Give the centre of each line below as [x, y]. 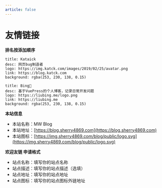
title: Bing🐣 [18, 86]
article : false [21, 10]
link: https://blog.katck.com [36, 73]
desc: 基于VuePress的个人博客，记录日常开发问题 [50, 91]
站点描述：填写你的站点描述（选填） [49, 168]
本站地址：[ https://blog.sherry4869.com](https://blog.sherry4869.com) [84, 130]
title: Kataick [21, 59]
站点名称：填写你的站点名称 [40, 162]
